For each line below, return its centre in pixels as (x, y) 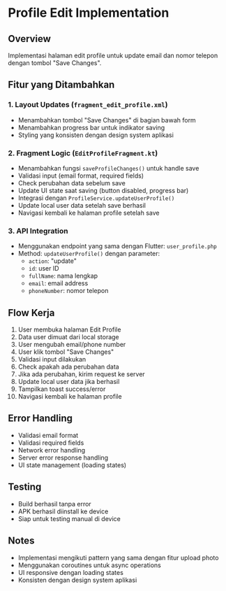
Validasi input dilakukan (52, 359)
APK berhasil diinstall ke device (63, 511)
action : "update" (53, 261)
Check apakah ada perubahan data (68, 367)
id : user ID (44, 269)
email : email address (58, 283)
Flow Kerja (31, 313)
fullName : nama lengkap (63, 276)
